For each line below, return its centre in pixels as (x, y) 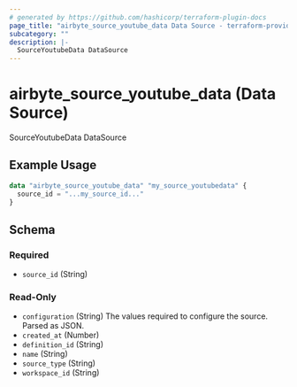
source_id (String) (55, 275)
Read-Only (33, 298)
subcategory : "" (39, 34)
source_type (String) (58, 363)
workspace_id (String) (61, 373)
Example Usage (53, 165)
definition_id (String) (63, 344)
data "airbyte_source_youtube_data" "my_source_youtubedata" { (128, 186)
